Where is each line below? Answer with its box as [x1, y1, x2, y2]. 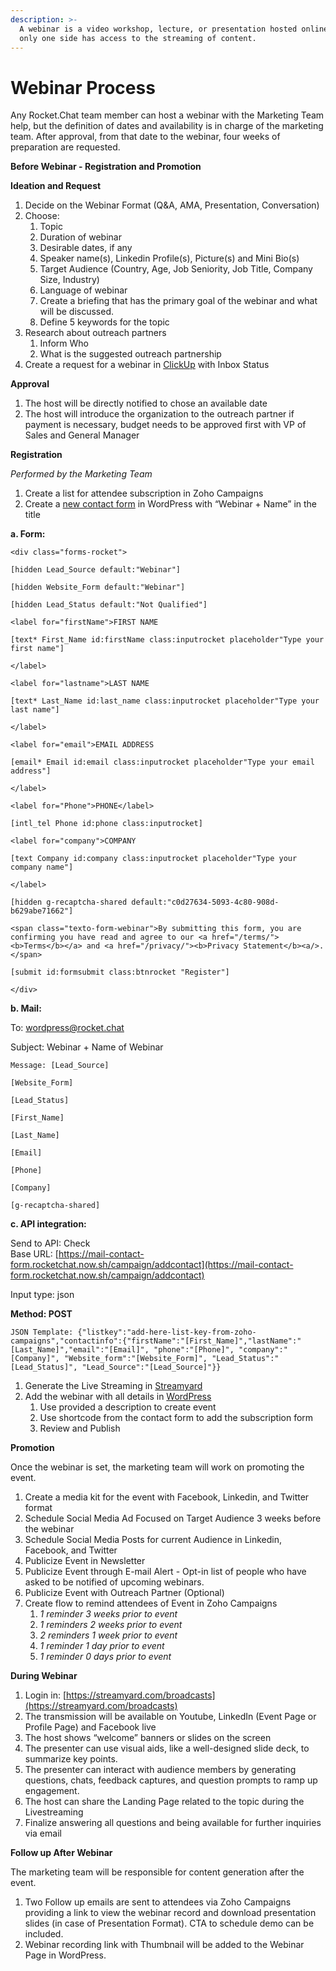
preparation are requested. [10, 141, 121, 153]
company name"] [10, 862, 74, 873]
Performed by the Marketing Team [10, 468, 153, 480]
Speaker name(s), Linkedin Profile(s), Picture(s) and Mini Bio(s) [39, 252, 300, 265]
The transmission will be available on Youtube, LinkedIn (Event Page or [24, 1711, 317, 1723]
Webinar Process [10, 76, 156, 99]
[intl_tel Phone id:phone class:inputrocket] [10, 819, 203, 829]
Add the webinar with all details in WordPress [24, 1391, 212, 1403]
